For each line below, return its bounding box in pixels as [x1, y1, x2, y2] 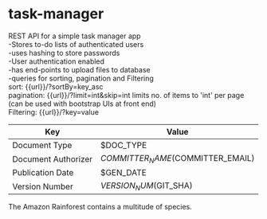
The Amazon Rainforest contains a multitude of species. [8, 202, 193, 212]
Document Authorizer [12, 153, 93, 164]
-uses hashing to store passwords [8, 48, 120, 57]
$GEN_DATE [100, 167, 147, 178]
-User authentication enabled [8, 57, 105, 66]
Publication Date [12, 167, 74, 178]
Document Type [12, 139, 73, 151]
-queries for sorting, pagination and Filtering [8, 73, 154, 83]
